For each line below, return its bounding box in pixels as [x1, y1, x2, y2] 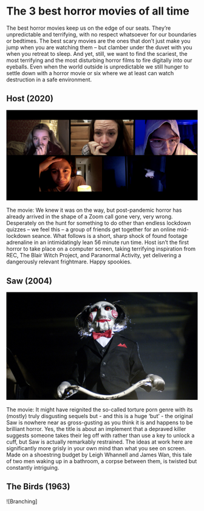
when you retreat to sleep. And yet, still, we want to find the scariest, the [6, 50, 188, 57]
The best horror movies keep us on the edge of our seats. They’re [6, 24, 171, 32]
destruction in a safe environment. [6, 76, 92, 83]
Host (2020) [6, 93, 53, 104]
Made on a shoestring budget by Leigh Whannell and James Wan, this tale [6, 451, 192, 458]
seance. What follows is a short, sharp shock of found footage [32, 232, 188, 240]
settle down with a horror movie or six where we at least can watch [6, 69, 174, 76]
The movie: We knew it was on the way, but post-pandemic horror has [6, 206, 182, 214]
